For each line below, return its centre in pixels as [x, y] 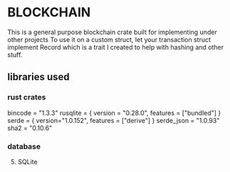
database [24, 146]
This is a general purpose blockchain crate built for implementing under [112, 32]
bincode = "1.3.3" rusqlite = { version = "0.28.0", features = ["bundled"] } [114, 113]
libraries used [38, 77]
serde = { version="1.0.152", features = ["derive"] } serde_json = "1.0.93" [114, 120]
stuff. [15, 55]
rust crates [27, 97]
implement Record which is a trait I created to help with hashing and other [116, 47]
